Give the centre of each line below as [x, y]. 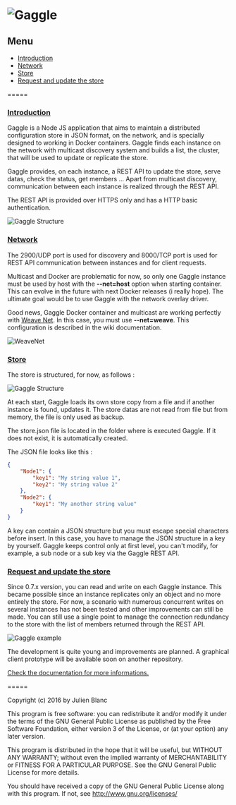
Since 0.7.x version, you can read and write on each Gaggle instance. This [114, 587]
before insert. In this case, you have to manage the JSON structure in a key [116, 538]
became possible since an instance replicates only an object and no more [114, 594]
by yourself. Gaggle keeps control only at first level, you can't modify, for [113, 545]
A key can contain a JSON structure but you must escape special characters [118, 531]
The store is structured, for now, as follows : [71, 375]
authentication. [29, 207]
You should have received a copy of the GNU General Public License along [116, 786]
